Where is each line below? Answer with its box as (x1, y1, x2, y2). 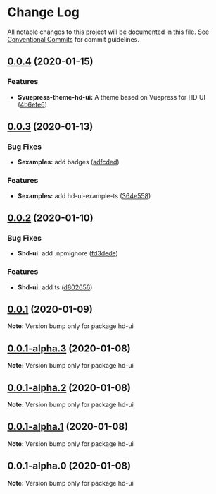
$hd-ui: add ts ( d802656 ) (17, 283, 93, 291)
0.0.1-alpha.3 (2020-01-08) (7, 342, 132, 354)
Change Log (7, 4, 80, 20)
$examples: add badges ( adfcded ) (17, 158, 120, 167)
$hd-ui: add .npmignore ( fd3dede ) (17, 249, 118, 258)
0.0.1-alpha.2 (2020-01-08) (7, 382, 132, 394)
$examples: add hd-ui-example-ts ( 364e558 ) (17, 191, 151, 200)
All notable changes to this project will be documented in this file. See (7, 28, 210, 36)
